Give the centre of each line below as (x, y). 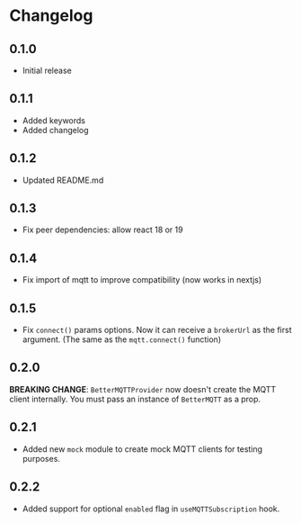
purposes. (41, 458)
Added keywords (53, 120)
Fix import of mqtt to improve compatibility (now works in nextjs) (142, 280)
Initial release (47, 70)
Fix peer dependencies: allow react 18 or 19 (102, 230)
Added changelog (55, 130)
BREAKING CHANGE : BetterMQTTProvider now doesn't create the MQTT (143, 389)
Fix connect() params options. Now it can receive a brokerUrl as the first (157, 330)
